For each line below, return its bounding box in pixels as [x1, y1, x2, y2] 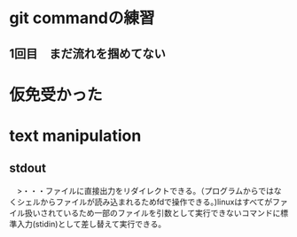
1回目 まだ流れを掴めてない [9, 46, 167, 61]
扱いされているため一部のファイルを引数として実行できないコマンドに [24, 207, 281, 218]
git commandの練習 [9, 8, 155, 28]
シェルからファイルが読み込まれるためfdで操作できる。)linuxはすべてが [16, 196, 273, 207]
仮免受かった [9, 85, 104, 104]
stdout [9, 161, 47, 176]
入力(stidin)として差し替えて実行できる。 [16, 218, 167, 229]
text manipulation [9, 126, 142, 146]
